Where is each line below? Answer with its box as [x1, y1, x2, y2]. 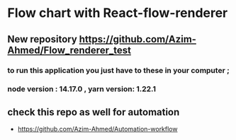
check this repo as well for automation [7, 106, 180, 118]
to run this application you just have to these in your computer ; [7, 65, 230, 75]
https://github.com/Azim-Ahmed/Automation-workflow [17, 125, 178, 134]
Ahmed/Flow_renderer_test [7, 44, 131, 56]
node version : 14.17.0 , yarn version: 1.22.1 [7, 84, 157, 94]
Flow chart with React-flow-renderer [7, 5, 228, 21]
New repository [7, 33, 78, 45]
